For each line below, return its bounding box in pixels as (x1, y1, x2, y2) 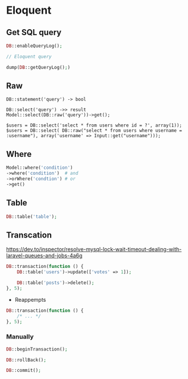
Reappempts (14, 296, 46, 303)
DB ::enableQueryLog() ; (6, 43, 62, 49)
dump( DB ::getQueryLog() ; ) (6, 64, 70, 70)
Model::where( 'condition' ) (6, 165, 73, 171)
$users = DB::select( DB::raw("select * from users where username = (6, 128, 183, 134)
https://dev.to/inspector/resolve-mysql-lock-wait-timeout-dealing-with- (6, 246, 182, 253)
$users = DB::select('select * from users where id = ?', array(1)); (6, 122, 183, 128)
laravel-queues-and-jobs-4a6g (6, 252, 83, 259)
